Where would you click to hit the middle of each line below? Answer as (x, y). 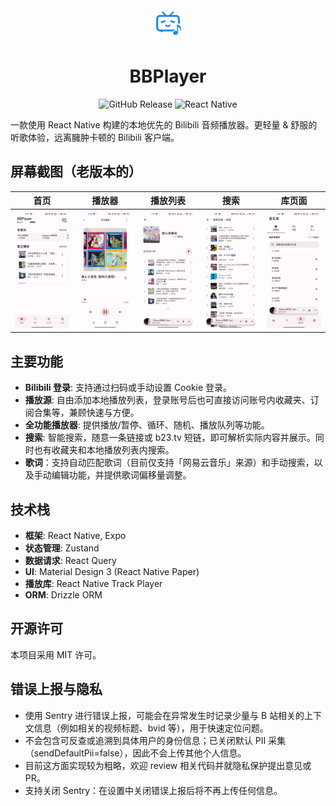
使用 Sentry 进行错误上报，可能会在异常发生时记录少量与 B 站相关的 (164, 715)
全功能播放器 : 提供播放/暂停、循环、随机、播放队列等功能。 (147, 425)
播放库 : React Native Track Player (93, 583)
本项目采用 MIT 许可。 (56, 654)
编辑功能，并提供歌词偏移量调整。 (121, 475)
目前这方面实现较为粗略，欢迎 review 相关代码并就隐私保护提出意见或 (168, 765)
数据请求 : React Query (70, 560)
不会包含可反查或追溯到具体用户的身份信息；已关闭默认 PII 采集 (155, 740)
